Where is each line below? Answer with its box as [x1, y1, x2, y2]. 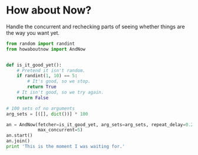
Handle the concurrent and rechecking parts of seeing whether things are [6, 23, 185, 30]
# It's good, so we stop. [27, 78, 91, 84]
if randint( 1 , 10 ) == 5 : [16, 73, 78, 79]
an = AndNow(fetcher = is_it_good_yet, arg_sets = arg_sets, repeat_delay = [6, 121, 186, 127]
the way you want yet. [6, 29, 60, 36]
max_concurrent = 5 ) [37, 127, 83, 133]
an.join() [6, 138, 31, 144]
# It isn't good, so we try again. [16, 90, 104, 95]
